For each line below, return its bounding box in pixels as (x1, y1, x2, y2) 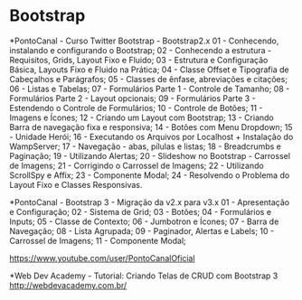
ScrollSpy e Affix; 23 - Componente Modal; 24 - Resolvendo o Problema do (9, 169, 290, 181)
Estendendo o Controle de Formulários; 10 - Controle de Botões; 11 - (9, 102, 263, 113)
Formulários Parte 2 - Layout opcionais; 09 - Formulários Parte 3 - (9, 92, 256, 104)
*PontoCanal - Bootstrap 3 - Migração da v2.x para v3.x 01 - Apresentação (9, 196, 290, 208)
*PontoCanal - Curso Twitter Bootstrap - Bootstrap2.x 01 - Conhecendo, (9, 35, 279, 46)
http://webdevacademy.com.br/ (9, 279, 127, 290)
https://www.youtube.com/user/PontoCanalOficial (9, 252, 196, 263)
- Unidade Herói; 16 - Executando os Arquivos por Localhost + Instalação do (9, 131, 294, 142)
